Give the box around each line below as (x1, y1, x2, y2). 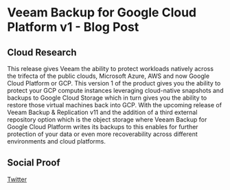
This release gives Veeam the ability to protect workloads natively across (7, 65, 214, 72)
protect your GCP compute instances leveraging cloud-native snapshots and (7, 87, 224, 94)
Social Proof (7, 157, 60, 169)
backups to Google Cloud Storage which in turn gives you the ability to (7, 94, 207, 102)
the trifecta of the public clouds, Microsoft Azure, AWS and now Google (7, 72, 210, 80)
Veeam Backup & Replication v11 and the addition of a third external (7, 108, 198, 116)
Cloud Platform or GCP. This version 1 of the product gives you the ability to (7, 79, 221, 87)
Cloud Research (7, 46, 77, 58)
